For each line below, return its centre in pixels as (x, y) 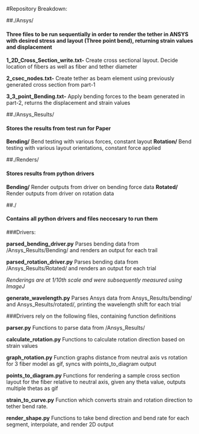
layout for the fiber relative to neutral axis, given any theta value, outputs (96, 382)
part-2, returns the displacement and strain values (68, 103)
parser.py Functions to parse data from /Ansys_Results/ (76, 327)
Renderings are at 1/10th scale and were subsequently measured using (94, 280)
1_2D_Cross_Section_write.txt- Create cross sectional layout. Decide (92, 60)
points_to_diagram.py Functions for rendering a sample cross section (93, 375)
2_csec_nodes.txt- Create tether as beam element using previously (90, 78)
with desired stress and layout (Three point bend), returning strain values (100, 40)
